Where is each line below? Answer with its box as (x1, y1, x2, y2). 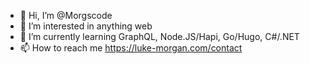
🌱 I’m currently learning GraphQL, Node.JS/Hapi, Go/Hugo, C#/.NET (19, 31, 300, 42)
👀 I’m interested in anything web (19, 20, 153, 32)
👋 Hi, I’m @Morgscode (19, 10, 113, 21)
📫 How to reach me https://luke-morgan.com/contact (19, 42, 243, 54)
